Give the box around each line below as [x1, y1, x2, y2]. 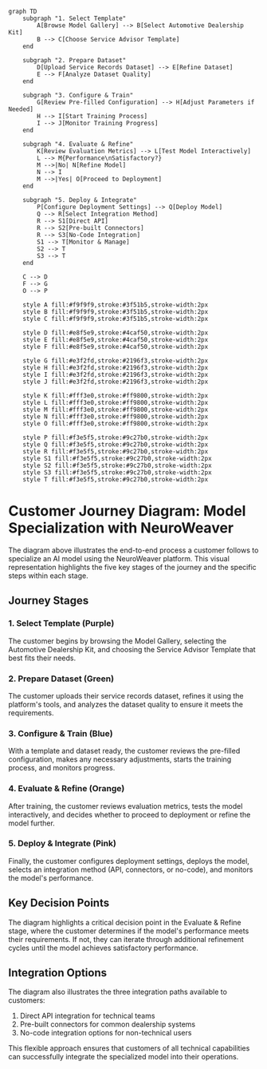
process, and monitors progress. [8, 763, 116, 773]
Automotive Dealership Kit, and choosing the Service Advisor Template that [8, 644, 257, 654]
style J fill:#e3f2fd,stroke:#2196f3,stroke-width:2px [22, 378, 209, 386]
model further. [8, 818, 56, 828]
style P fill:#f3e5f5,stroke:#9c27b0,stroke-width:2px [22, 434, 209, 441]
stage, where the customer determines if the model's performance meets [8, 926, 249, 936]
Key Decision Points [8, 897, 110, 910]
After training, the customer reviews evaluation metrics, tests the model [8, 801, 243, 810]
